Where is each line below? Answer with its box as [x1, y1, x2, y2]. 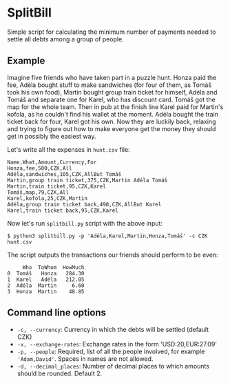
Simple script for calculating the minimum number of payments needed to [7, 28, 216, 36]
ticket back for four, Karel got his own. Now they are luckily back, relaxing [7, 117, 216, 126]
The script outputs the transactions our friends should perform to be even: [7, 251, 218, 259]
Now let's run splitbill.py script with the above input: [7, 219, 163, 227]
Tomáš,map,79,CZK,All [7, 188, 70, 196]
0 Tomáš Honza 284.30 [7, 270, 85, 277]
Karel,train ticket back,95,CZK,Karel [7, 207, 118, 214]
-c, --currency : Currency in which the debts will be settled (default [17, 325, 209, 333]
